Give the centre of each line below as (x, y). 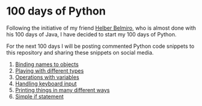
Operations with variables (47, 77)
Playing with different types (49, 70)
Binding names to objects (47, 64)
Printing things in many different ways (62, 90)
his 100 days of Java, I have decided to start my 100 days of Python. (92, 34)
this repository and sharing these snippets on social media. (80, 52)
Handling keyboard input (46, 84)
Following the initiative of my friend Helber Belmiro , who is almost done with (101, 28)
